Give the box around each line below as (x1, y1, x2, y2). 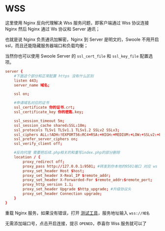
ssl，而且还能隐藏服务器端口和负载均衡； (5, 42, 88, 48)
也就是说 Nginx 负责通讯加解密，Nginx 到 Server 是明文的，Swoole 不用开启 (5, 36, 159, 42)
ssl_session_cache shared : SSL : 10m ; (14, 123, 87, 128)
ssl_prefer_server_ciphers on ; (14, 137, 78, 142)
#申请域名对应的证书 (14, 100, 49, 106)
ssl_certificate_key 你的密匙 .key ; (14, 110, 84, 115)
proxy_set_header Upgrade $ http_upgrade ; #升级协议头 (23, 187, 132, 192)
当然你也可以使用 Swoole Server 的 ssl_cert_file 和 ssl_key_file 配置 (5, 53, 149, 59)
